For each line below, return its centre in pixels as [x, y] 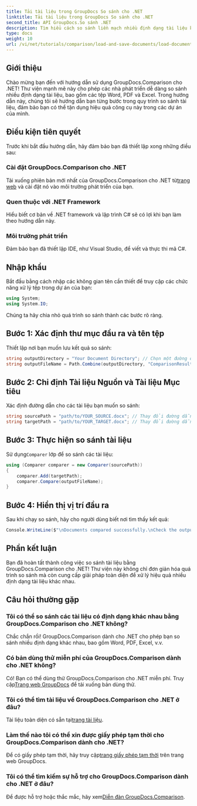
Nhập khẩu [26, 267]
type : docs [19, 33]
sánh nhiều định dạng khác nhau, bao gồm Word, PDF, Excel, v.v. [85, 643]
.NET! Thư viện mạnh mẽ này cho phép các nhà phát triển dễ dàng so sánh [97, 88]
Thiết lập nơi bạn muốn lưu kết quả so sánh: [59, 348]
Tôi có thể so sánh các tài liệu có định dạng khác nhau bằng [93, 616]
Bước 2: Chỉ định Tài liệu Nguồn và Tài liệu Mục [93, 382]
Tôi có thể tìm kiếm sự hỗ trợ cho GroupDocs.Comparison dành [97, 777]
